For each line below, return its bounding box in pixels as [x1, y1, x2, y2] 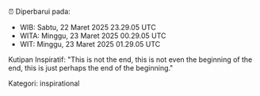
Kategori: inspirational [8, 79, 80, 88]
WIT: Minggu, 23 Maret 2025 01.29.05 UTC [19, 40, 161, 48]
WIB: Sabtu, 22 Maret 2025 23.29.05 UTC [19, 23, 156, 32]
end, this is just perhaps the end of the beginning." [8, 63, 174, 72]
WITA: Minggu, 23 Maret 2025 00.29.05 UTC [19, 31, 166, 40]
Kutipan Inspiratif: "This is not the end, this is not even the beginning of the [8, 55, 253, 64]
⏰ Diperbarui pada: [8, 7, 71, 16]
